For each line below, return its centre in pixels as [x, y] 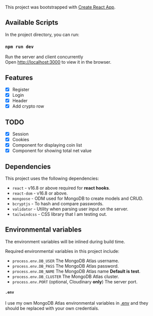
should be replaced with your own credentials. [52, 309]
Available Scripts [32, 22]
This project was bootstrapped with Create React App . [60, 7]
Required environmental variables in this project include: [62, 251]
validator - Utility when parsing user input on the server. [70, 209]
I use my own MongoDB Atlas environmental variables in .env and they [77, 303]
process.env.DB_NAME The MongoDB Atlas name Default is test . [76, 271]
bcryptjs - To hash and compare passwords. [58, 204]
